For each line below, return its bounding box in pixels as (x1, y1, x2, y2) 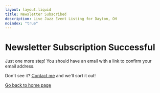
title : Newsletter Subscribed (5, 12, 67, 17)
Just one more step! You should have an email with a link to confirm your (5, 58, 152, 64)
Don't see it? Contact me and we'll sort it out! (5, 73, 96, 79)
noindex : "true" (5, 21, 38, 26)
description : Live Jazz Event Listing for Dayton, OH (5, 16, 117, 21)
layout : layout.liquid (5, 7, 51, 12)
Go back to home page (5, 82, 51, 88)
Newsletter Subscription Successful (5, 42, 156, 53)
